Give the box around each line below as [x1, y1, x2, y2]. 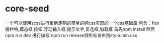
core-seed [5, 3, 49, 14]
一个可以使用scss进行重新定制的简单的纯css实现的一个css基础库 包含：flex [5, 20, 160, 26]
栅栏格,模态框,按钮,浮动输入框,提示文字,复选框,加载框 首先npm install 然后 [5, 26, 155, 32]
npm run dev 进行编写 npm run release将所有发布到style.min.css [5, 32, 138, 38]
